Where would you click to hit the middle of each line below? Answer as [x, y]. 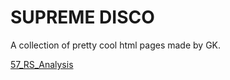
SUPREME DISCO [82, 17]
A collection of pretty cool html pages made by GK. [116, 45]
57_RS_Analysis [42, 64]
